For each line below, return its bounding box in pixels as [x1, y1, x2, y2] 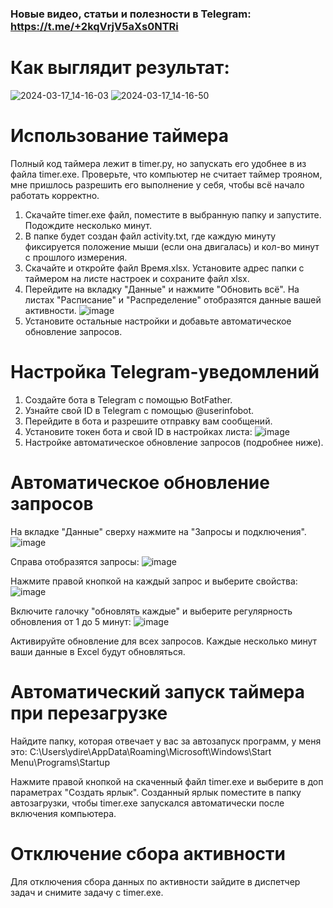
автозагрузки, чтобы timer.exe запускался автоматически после [10, 797, 285, 809]
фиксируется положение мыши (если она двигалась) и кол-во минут [24, 240, 320, 252]
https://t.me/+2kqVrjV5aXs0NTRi [10, 19, 179, 33]
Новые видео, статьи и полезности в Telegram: [10, 7, 252, 21]
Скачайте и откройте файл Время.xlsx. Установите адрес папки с [24, 262, 305, 274]
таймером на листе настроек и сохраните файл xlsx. [24, 272, 250, 284]
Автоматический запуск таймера [10, 680, 305, 703]
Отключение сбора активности [10, 842, 287, 865]
